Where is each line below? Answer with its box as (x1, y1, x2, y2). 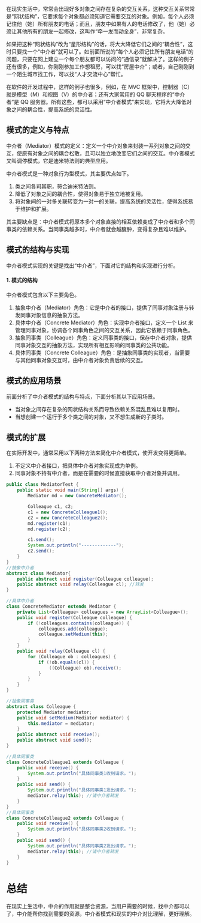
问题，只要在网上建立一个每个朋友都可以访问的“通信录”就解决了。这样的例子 (6, 56, 194, 62)
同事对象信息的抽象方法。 (20, 311, 84, 318)
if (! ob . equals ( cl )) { (38, 659, 95, 665)
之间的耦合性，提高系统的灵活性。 (11, 106, 96, 113)
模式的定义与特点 (6, 125, 69, 135)
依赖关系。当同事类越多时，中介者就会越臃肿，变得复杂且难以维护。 (22, 225, 190, 232)
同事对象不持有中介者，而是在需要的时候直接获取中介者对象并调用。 (14, 470, 183, 477)
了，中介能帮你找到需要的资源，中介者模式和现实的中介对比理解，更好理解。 (6, 910, 195, 918)
